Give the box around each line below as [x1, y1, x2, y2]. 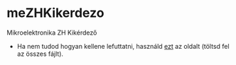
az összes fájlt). [16, 49, 64, 58]
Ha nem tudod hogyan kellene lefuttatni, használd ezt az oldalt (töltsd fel [16, 42, 230, 50]
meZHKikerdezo [6, 5, 104, 21]
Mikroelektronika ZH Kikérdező [6, 28, 97, 37]
